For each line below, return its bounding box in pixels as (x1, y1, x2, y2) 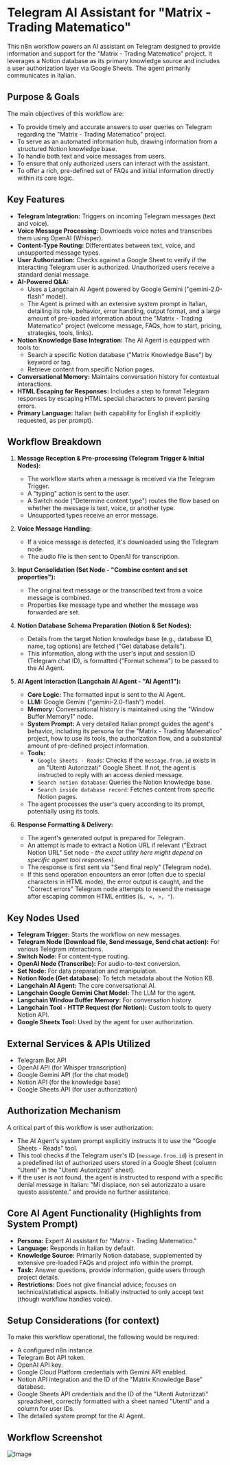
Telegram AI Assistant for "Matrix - (7, 5, 211, 21)
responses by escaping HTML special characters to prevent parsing (16, 394, 209, 402)
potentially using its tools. (27, 807, 100, 816)
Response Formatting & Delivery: (16, 820, 113, 829)
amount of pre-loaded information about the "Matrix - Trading (27, 314, 203, 322)
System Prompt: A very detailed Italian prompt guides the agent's (27, 719, 214, 728)
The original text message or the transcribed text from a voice (27, 586, 203, 595)
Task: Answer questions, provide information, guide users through (16, 1265, 205, 1274)
